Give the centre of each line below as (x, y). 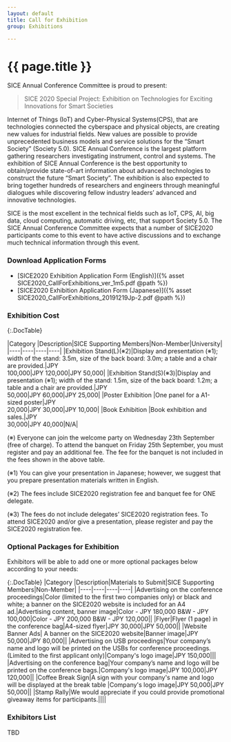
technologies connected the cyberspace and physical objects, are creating (113, 127)
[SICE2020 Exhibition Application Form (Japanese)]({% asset (104, 290)
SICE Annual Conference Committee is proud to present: (87, 85)
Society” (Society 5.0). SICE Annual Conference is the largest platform (107, 149)
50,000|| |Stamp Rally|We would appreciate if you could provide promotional (116, 692)
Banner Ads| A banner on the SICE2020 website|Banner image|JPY (103, 634)
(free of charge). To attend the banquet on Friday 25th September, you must (115, 444)
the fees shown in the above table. (56, 460)
